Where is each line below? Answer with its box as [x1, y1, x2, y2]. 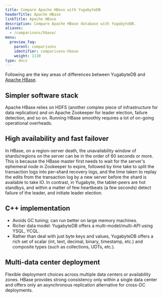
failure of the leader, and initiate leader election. [5, 189, 103, 196]
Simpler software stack [5, 91, 78, 100]
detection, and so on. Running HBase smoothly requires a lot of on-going [5, 115, 155, 121]
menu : [5, 35, 16, 40]
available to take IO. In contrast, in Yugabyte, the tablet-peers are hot [5, 179, 146, 185]
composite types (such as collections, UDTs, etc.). [12, 243, 115, 249]
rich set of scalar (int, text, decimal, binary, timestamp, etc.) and [12, 238, 143, 244]
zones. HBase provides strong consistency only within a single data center [5, 276, 158, 283]
